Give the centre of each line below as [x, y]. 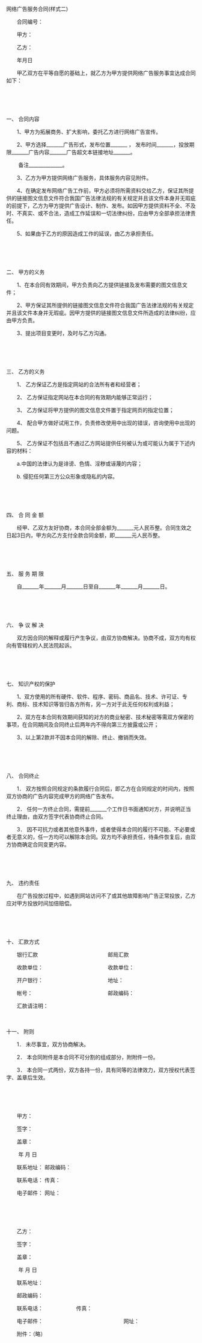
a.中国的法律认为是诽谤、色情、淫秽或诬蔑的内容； [79, 464]
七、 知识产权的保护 [31, 684]
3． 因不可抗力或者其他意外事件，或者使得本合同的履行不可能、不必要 [103, 829]
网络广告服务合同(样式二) [37, 9]
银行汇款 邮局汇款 [73, 954]
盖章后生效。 [31, 1078]
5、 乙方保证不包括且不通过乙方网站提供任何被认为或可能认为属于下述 [103, 443]
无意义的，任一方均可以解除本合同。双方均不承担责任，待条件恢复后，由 [101, 837]
